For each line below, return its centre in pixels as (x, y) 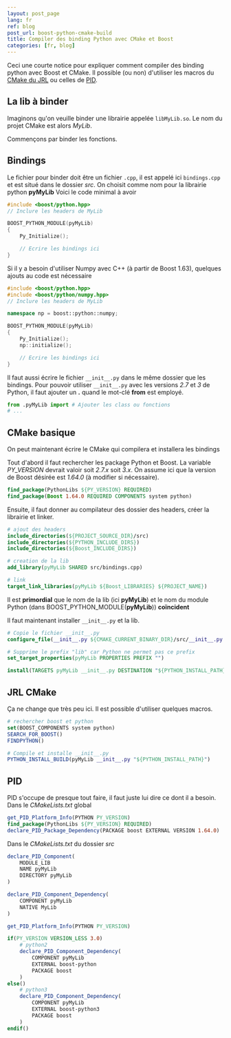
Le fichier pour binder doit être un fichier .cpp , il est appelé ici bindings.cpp (114, 177)
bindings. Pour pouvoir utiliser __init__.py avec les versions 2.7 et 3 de (109, 384)
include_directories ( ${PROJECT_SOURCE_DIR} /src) (78, 536)
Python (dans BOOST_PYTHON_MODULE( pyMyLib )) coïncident (98, 607)
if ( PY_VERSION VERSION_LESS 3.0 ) (55, 939)
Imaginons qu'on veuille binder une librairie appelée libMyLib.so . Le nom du (115, 118)
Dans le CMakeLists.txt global (49, 805)
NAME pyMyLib (38, 869)
